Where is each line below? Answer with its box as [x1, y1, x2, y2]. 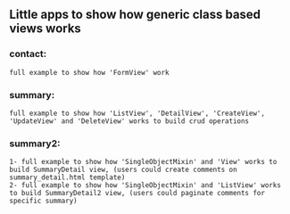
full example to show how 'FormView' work [9, 68, 170, 77]
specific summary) [9, 196, 78, 206]
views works [9, 21, 82, 37]
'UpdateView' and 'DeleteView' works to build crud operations [9, 116, 250, 126]
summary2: [9, 137, 61, 150]
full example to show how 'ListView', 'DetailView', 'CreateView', [9, 109, 266, 118]
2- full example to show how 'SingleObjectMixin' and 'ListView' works [9, 181, 281, 190]
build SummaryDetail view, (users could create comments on [9, 165, 238, 175]
